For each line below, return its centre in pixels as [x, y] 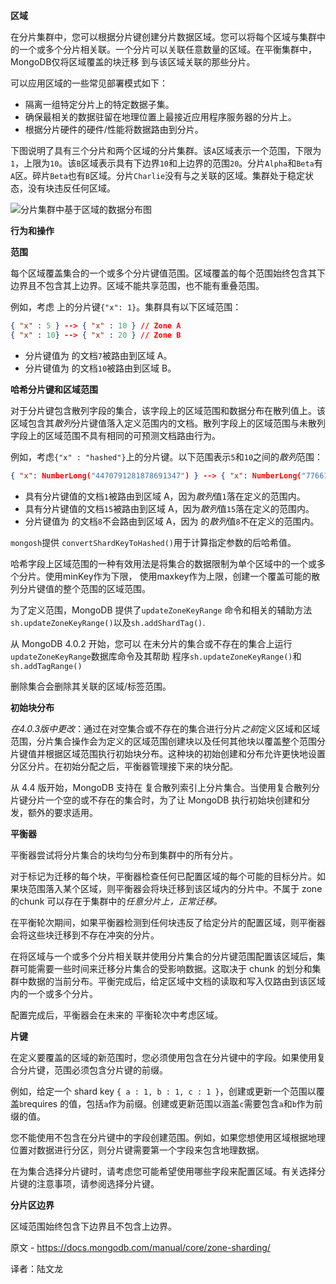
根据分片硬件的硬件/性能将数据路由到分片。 [114, 129]
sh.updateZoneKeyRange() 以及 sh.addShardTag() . [108, 622]
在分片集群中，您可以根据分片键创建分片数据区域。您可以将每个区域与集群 [163, 37]
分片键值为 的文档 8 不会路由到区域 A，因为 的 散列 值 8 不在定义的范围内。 [172, 521]
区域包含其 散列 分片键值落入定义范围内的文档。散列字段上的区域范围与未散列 [168, 423]
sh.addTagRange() [46, 666]
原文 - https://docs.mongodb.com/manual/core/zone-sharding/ [140, 1247]
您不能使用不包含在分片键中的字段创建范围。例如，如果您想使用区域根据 [159, 1137]
